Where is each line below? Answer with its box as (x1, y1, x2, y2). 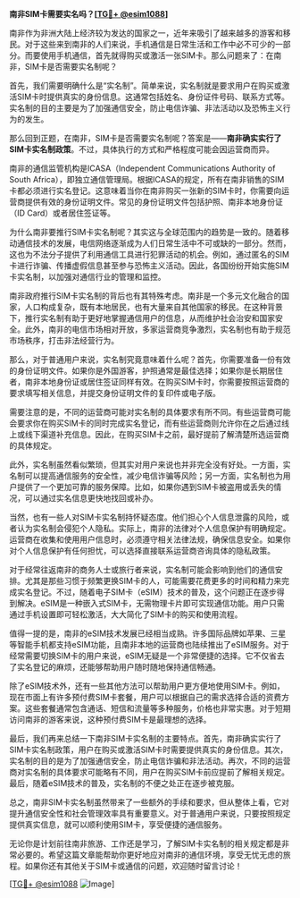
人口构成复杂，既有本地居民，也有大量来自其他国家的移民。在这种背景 (24, 301, 283, 312)
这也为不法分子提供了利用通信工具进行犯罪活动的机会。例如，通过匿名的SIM (9, 250, 290, 259)
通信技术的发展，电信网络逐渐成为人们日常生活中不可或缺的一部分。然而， (16, 238, 291, 249)
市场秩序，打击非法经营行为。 (9, 335, 119, 345)
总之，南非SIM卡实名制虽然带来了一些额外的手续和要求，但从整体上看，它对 (9, 797, 290, 808)
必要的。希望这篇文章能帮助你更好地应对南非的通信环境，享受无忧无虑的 (16, 850, 283, 860)
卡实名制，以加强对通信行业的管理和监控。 (9, 272, 166, 282)
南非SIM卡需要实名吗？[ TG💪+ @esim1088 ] (9, 9, 169, 19)
